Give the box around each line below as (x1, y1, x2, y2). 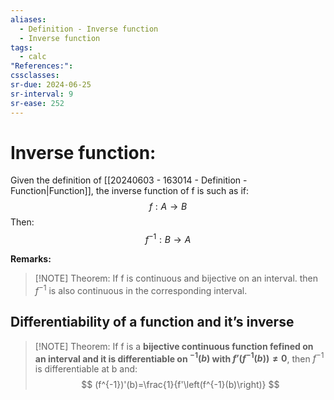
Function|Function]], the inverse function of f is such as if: (10, 185, 250, 197)
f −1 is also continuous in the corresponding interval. (34, 283, 248, 296)
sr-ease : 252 (10, 98, 65, 108)
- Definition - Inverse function (19, 24, 159, 34)
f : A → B (148, 201, 188, 213)
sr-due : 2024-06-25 (10, 80, 92, 90)
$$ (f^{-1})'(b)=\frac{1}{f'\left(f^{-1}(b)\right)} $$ (81, 379, 280, 391)
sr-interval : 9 (10, 89, 74, 99)
